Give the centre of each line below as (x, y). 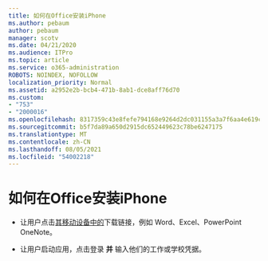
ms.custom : (26, 97)
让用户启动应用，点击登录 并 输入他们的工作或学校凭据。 (112, 249)
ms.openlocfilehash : (43, 120)
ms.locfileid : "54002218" (51, 156)
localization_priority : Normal (60, 82)
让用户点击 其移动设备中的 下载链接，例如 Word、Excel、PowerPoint (130, 222)
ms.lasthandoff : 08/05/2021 (55, 149)
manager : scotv (33, 38)
